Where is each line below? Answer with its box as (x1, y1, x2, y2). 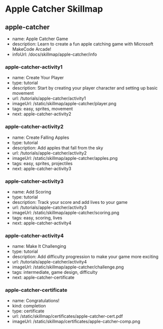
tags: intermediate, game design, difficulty (12, 269, 98, 275)
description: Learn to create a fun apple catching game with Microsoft (12, 41, 154, 47)
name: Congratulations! (12, 298, 60, 304)
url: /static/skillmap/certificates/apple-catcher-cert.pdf (12, 313, 123, 319)
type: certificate (12, 308, 45, 314)
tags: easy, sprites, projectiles (12, 160, 73, 166)
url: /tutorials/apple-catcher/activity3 (12, 204, 87, 210)
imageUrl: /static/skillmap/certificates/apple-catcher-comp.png (12, 319, 140, 325)
